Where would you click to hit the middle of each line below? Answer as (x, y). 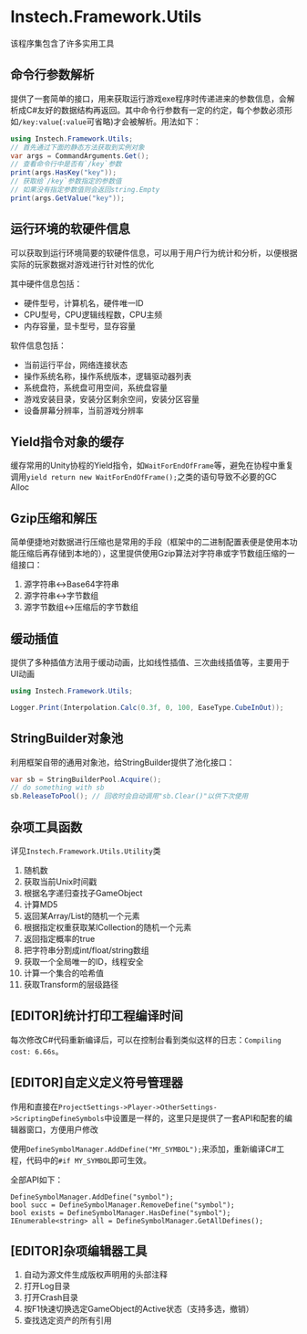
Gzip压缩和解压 (54, 518)
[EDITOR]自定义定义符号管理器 (97, 1083)
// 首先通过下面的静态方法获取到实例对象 (77, 147)
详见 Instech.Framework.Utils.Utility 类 (86, 851)
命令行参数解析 (52, 75)
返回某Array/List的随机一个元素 (82, 916)
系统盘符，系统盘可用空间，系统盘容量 (95, 387)
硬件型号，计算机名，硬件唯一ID (83, 302)
